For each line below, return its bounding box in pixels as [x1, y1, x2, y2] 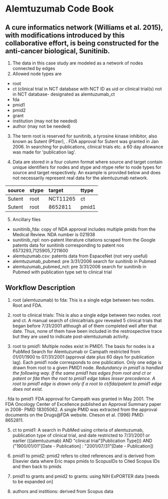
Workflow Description [5, 283, 75, 292]
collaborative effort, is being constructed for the [5, 39, 159, 47]
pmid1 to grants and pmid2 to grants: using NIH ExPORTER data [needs [12, 473, 159, 479]
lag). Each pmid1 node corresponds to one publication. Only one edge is [12, 359, 162, 365]
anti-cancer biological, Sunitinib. [5, 46, 110, 55]
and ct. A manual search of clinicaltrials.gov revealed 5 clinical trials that [12, 317, 162, 323]
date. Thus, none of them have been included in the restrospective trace [12, 328, 162, 334]
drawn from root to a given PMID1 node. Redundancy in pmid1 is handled [12, 365, 163, 371]
